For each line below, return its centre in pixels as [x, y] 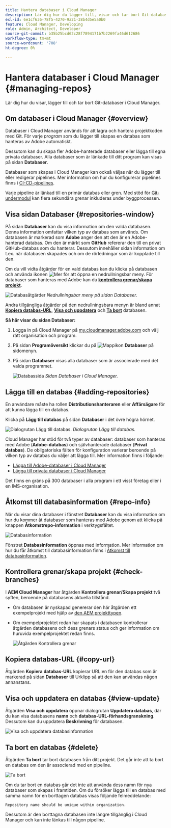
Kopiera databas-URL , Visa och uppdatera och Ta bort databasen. [76, 310]
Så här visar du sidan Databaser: [40, 320]
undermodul [18, 198]
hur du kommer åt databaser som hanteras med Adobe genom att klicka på [84, 520]
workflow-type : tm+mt [28, 39]
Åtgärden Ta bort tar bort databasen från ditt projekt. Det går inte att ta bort [84, 760]
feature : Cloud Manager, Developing [44, 24]
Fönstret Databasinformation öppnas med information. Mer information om [84, 545]
